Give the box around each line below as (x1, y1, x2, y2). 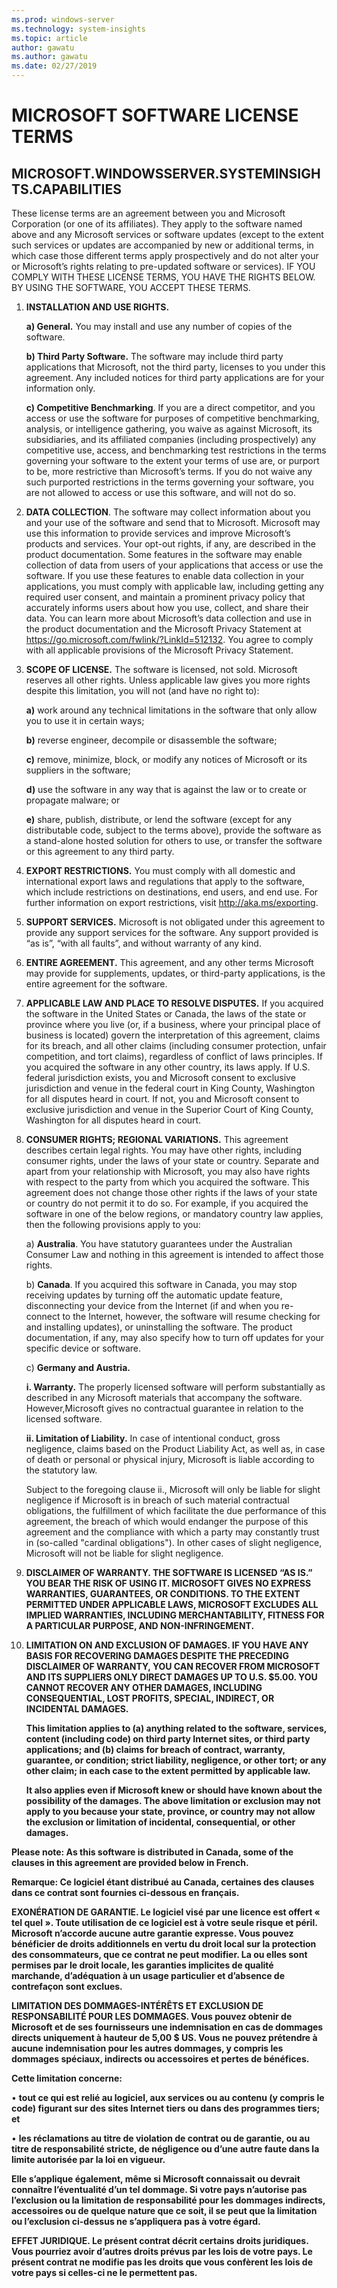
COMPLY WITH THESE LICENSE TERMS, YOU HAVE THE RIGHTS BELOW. (11, 271, 316, 283)
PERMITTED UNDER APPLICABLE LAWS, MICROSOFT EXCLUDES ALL (25, 1599, 319, 1610)
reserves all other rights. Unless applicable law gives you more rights (25, 674, 311, 686)
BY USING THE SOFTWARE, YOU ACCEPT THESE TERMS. (11, 282, 251, 293)
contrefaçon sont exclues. (11, 1981, 123, 1992)
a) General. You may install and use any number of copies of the (25, 321, 293, 332)
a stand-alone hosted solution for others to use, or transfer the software (25, 835, 323, 846)
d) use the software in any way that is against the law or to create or (25, 784, 308, 795)
